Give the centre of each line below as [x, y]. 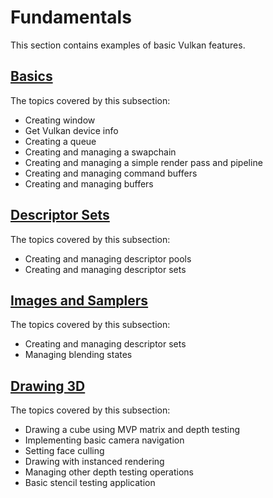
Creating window [60, 120]
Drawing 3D [48, 386]
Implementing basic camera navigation [104, 440]
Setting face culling [64, 451]
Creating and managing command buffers [111, 173]
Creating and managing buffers [89, 183]
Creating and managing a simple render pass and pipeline [143, 162]
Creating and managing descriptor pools [108, 258]
